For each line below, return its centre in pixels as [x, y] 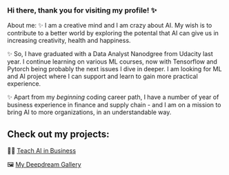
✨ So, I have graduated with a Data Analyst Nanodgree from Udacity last [110, 54]
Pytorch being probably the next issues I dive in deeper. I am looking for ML [114, 69]
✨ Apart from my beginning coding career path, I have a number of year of [113, 97]
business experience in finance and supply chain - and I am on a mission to [114, 105]
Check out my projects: [58, 134]
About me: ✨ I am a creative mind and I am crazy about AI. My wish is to [110, 26]
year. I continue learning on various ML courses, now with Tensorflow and [112, 62]
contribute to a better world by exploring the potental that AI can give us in [113, 33]
